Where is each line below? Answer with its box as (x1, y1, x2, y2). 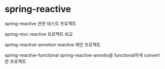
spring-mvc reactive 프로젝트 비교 (4, 31, 73, 37)
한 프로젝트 (4, 58, 26, 64)
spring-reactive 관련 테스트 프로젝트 (4, 20, 76, 26)
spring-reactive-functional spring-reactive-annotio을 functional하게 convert (4, 52, 160, 58)
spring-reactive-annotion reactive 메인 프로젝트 (4, 41, 101, 48)
